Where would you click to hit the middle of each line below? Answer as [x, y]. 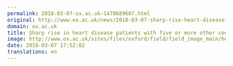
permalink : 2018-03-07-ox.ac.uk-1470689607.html [79, 13]
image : [17, 39]
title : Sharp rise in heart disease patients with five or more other [111, 33]
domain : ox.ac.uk [32, 26]
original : [21, 20]
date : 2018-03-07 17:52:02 [46, 45]
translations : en [32, 52]
